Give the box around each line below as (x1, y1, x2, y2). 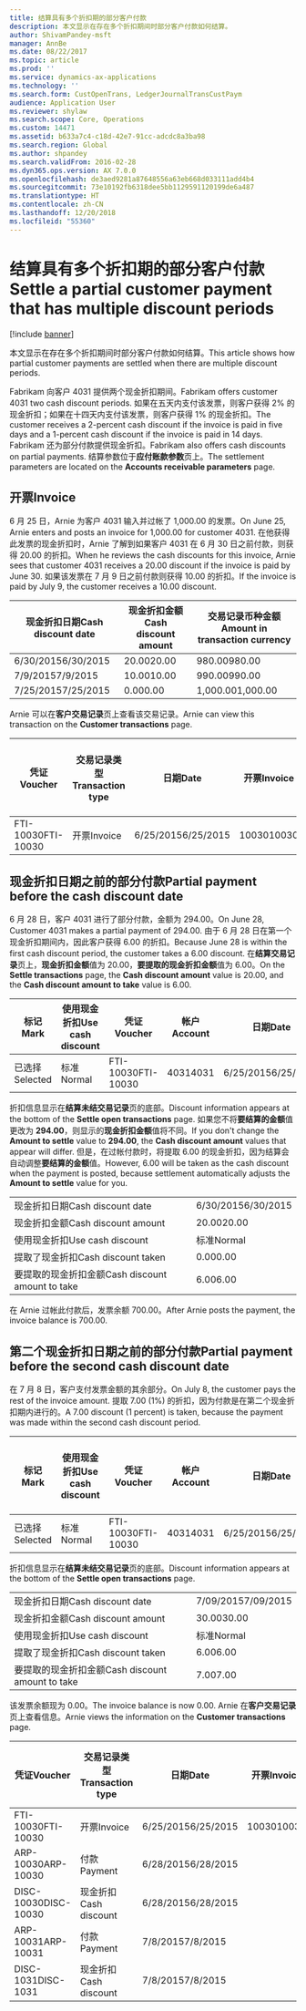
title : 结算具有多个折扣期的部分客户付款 (9, 13, 148, 23)
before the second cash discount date (9, 1358, 229, 1374)
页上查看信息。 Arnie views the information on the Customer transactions (9, 1711, 286, 1722)
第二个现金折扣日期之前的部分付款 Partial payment (9, 1344, 293, 1359)
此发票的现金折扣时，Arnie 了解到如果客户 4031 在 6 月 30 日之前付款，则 (9, 539, 286, 550)
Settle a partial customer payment (9, 279, 273, 299)
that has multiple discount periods (9, 298, 275, 319)
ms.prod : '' (9, 65, 55, 74)
